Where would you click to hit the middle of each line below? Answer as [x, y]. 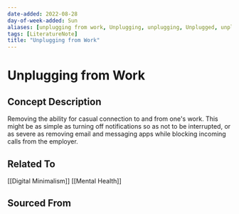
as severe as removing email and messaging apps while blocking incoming [117, 134]
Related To [31, 164]
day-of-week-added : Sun [43, 21]
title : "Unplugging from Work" [54, 41]
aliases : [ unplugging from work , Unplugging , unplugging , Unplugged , [113, 27]
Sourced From [39, 203]
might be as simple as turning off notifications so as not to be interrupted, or [119, 127]
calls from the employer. [43, 141]
